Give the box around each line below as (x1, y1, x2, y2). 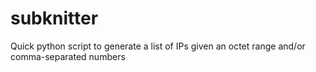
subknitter (10, 7, 99, 30)
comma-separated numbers (10, 50, 126, 62)
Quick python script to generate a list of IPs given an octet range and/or (10, 40, 306, 52)
